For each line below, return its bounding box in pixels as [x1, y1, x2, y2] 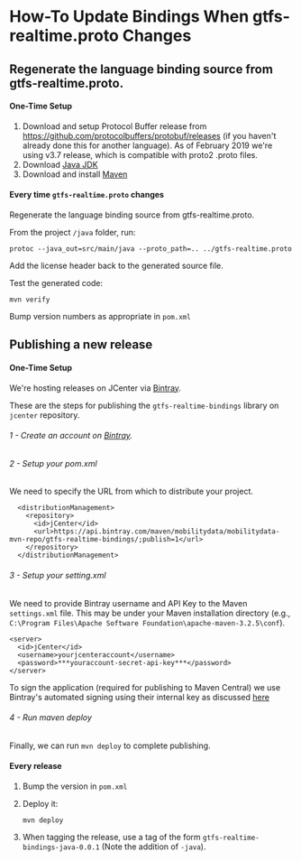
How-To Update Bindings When [9, 6, 250, 27]
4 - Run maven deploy [9, 712, 93, 723]
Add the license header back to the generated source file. [9, 260, 223, 271]
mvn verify [9, 295, 50, 304]
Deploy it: [22, 799, 59, 809]
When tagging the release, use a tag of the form [22, 832, 201, 842]
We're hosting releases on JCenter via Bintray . [9, 382, 182, 393]
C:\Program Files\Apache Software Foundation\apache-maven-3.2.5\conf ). [9, 616, 286, 628]
